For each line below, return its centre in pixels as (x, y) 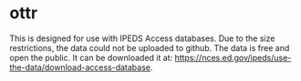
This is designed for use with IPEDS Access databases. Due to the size (142, 38)
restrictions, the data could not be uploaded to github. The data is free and (150, 47)
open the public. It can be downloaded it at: (91, 57)
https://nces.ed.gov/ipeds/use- (233, 57)
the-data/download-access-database (80, 67)
